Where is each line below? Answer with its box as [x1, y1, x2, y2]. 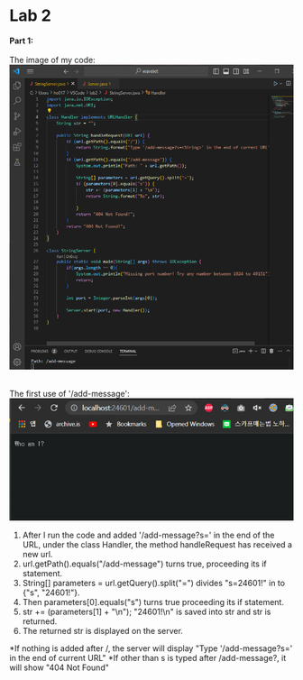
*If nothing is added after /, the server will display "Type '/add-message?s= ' [9, 643, 293, 654]
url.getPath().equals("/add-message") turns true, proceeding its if [22, 558, 268, 569]
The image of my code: [9, 54, 96, 65]
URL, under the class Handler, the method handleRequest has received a [22, 539, 293, 550]
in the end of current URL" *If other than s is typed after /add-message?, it [9, 653, 287, 664]
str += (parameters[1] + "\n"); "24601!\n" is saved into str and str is [22, 606, 271, 618]
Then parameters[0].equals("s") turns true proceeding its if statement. [22, 597, 284, 608]
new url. [22, 549, 53, 560]
